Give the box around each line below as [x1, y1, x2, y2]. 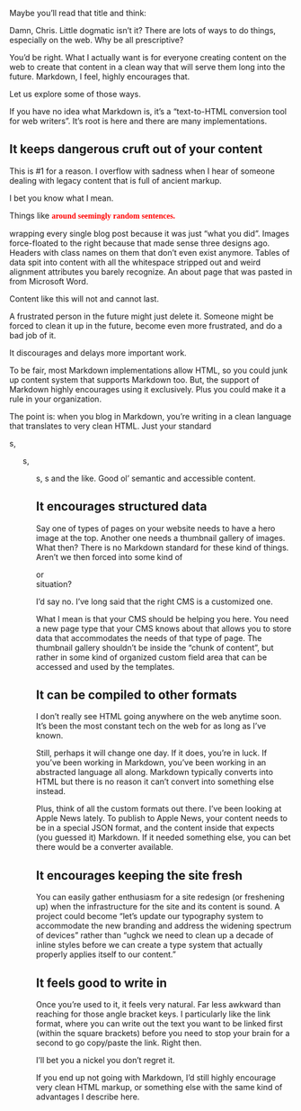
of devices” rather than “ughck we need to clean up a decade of [35, 930, 274, 941]
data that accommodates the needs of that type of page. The [35, 632, 262, 643]
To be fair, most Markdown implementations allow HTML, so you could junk [9, 365, 288, 375]
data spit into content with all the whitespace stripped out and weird [9, 257, 261, 267]
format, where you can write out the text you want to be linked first [35, 1018, 283, 1029]
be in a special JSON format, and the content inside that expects [35, 823, 275, 834]
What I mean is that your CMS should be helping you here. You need [35, 613, 289, 624]
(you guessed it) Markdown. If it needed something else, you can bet [35, 832, 291, 843]
